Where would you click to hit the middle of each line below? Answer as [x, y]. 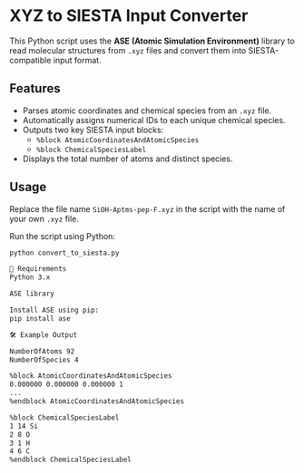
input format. [77, 60]
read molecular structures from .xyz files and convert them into [128, 50]
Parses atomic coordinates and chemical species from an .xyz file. [147, 111]
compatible [30, 60]
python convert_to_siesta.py [64, 253]
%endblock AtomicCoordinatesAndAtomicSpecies [97, 401]
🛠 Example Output [44, 335]
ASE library [32, 294]
